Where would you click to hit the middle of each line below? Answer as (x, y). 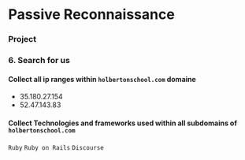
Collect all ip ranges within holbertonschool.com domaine (102, 79)
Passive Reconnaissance (91, 15)
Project (22, 39)
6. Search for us (39, 61)
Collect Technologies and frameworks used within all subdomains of (123, 123)
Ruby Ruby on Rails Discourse (56, 148)
